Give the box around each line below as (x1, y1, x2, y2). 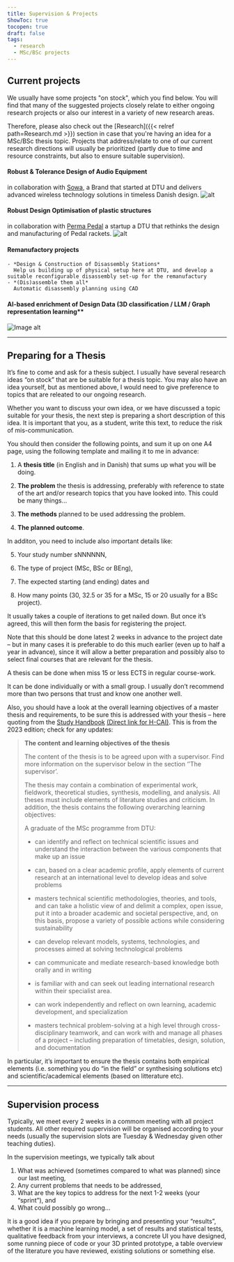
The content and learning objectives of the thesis (24, 739, 171, 748)
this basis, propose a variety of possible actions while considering (34, 916, 225, 925)
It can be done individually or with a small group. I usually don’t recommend (7, 682, 224, 691)
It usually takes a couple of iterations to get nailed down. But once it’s (7, 612, 207, 621)
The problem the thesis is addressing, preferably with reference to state (17, 482, 225, 490)
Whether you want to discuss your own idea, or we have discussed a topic (7, 404, 221, 413)
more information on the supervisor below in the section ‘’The (24, 760, 202, 769)
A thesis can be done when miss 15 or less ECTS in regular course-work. (7, 669, 216, 677)
